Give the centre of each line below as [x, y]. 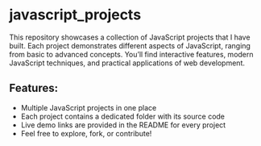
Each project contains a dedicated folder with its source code [122, 116]
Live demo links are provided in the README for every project [123, 125]
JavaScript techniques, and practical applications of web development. [127, 63]
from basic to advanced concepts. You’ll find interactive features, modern [131, 54]
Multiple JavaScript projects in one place [89, 107]
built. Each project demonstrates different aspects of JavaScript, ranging [130, 45]
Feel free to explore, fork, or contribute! [86, 133]
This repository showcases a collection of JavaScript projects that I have [130, 37]
